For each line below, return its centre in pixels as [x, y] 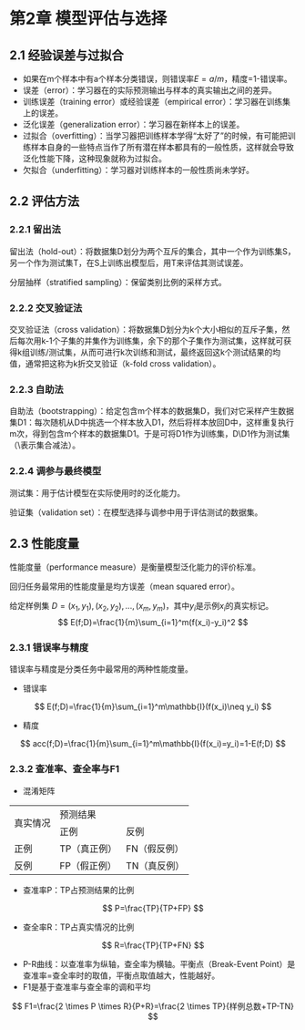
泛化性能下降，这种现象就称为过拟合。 [94, 159]
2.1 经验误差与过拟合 [67, 55]
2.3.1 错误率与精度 [49, 648]
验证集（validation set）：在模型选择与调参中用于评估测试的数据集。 [136, 512]
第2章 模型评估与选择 [88, 19]
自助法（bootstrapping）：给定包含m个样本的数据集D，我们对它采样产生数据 [152, 411]
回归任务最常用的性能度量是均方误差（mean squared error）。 [124, 587]
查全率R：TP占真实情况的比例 [78, 927]
